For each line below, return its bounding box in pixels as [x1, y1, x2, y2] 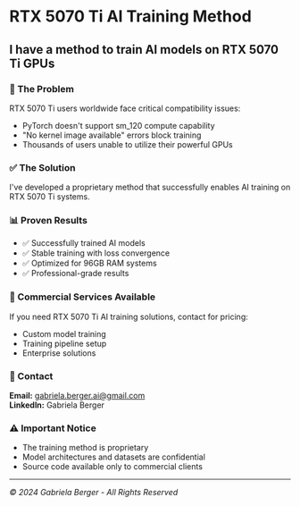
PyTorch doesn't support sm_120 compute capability [21, 120, 216, 131]
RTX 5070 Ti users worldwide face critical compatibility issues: [9, 103, 241, 114]
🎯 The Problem [9, 82, 74, 95]
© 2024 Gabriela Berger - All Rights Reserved [9, 487, 179, 498]
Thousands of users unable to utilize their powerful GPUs [21, 139, 234, 149]
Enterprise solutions [21, 347, 96, 358]
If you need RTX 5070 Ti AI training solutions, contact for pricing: [9, 311, 248, 322]
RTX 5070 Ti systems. [9, 191, 91, 202]
